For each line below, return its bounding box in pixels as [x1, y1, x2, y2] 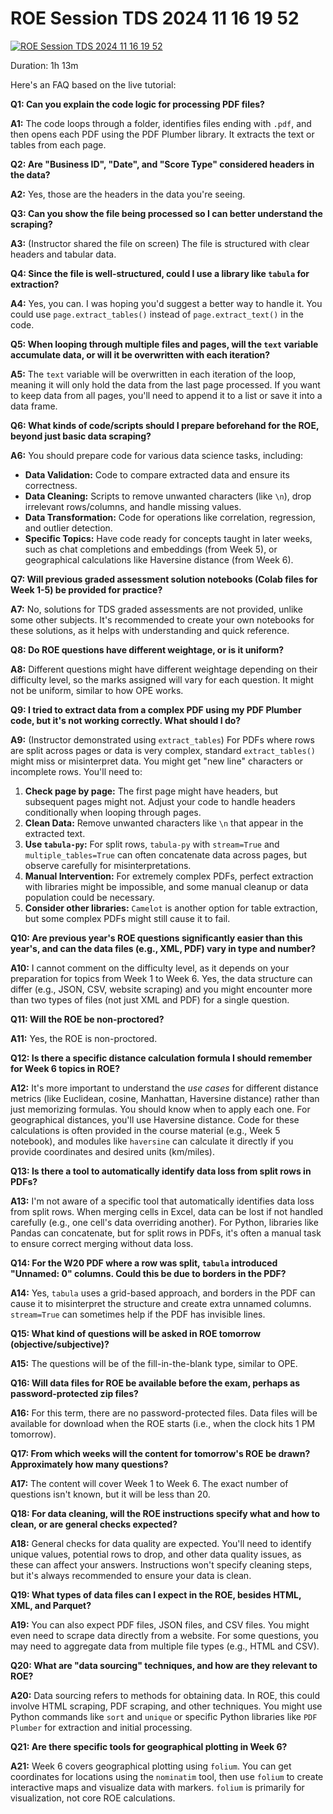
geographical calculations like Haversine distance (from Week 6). [24, 553, 294, 566]
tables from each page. [10, 138, 107, 151]
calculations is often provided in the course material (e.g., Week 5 [10, 1124, 281, 1136]
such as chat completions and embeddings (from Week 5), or [24, 543, 278, 555]
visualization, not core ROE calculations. [10, 1792, 176, 1804]
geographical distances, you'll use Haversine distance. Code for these [10, 1113, 300, 1126]
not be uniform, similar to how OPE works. [10, 684, 184, 696]
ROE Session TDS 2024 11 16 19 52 [10, 7, 300, 30]
